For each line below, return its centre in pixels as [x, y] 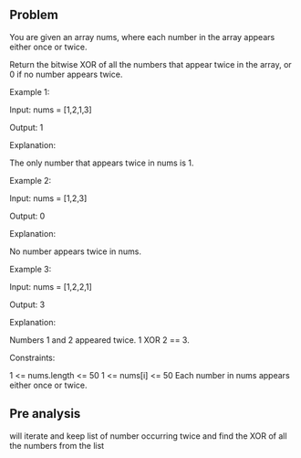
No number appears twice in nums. [75, 251]
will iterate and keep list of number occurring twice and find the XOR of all [148, 436]
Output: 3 [27, 304]
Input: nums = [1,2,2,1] [51, 286]
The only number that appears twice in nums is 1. [102, 163]
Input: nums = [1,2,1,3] [51, 110]
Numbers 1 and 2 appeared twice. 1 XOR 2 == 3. [99, 340]
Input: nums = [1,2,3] [48, 198]
